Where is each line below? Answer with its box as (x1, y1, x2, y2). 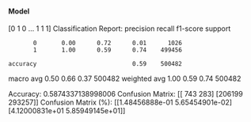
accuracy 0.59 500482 (8, 60, 182, 68)
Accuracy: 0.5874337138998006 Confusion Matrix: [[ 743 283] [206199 (8, 90, 243, 99)
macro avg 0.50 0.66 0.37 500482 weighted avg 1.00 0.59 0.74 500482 (8, 74, 241, 83)
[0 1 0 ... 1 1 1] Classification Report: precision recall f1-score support (8, 24, 231, 33)
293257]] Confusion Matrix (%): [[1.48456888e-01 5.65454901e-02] (8, 97, 232, 107)
